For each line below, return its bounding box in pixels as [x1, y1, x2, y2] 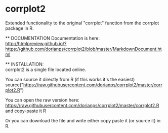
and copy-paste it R [5, 108, 47, 114]
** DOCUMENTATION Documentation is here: [5, 35, 100, 41]
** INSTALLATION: [5, 61, 44, 67]
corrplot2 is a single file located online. [5, 66, 87, 73]
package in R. [5, 25, 34, 31]
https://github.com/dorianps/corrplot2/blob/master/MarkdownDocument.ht [5, 46, 162, 52]
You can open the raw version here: [5, 97, 80, 103]
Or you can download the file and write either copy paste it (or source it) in [5, 117, 161, 123]
